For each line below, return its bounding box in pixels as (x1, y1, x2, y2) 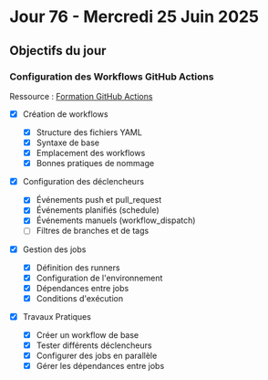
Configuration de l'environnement (36, 272, 163, 283)
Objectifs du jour (9, 43, 107, 58)
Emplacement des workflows (36, 148, 146, 159)
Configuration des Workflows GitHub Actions (9, 70, 214, 83)
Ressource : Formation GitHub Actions (9, 90, 153, 101)
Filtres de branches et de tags (36, 226, 149, 237)
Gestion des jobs (22, 244, 87, 255)
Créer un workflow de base (36, 329, 139, 340)
